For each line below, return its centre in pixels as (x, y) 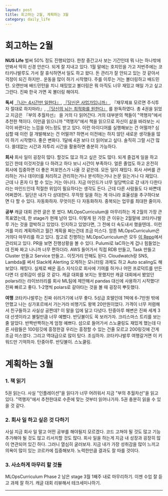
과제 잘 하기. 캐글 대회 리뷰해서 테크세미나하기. (56, 483)
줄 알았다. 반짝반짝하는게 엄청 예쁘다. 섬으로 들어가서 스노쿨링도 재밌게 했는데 (80, 323)
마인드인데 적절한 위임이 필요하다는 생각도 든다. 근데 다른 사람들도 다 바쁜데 (88, 188)
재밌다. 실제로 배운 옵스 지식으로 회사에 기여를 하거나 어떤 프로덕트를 (86, 268)
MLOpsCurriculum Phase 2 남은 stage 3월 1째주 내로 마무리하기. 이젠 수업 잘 (81, 477)
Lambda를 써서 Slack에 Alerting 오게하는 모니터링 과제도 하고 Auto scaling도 (81, 262)
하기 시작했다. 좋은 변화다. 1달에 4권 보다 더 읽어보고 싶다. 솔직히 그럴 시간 (82, 140)
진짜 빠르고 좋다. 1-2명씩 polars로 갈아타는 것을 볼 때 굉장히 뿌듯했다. (72, 287)
